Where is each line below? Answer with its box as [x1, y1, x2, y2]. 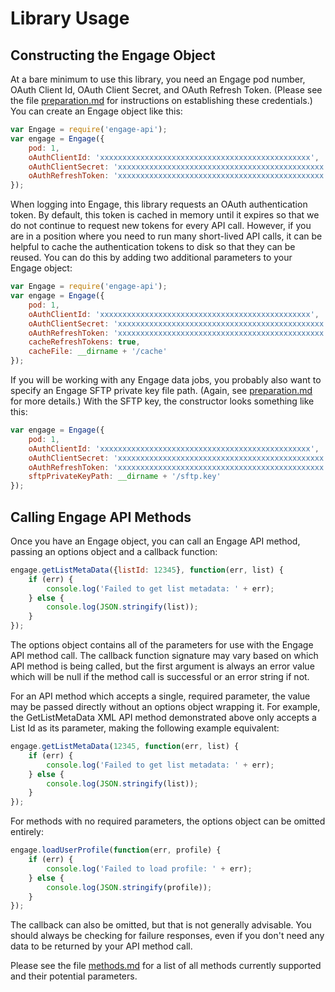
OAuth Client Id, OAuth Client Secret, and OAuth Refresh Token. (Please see [10, 84, 323, 96]
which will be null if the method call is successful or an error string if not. [10, 671, 310, 683]
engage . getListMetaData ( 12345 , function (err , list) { [10, 742, 240, 752]
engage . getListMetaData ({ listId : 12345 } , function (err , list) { [10, 565, 284, 575]
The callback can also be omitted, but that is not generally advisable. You [10, 919, 312, 931]
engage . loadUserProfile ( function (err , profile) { [10, 845, 222, 856]
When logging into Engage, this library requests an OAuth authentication [10, 198, 308, 211]
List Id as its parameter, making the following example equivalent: [10, 722, 280, 734]
